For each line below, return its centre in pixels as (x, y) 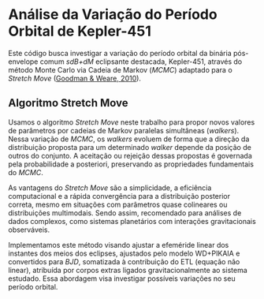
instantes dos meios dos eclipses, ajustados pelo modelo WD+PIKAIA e (124, 253)
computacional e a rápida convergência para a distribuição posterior (119, 196)
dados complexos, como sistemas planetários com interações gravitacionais (132, 221)
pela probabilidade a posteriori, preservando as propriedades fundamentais (131, 164)
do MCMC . (26, 172)
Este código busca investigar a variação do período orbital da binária (120, 53)
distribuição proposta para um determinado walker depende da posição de (130, 147)
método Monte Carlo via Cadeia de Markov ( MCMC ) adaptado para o (120, 69)
